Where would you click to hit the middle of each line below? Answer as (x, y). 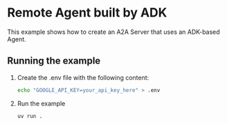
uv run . (30, 116)
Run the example (41, 103)
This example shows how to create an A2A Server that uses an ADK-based (113, 32)
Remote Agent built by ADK (87, 13)
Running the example (54, 61)
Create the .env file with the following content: (83, 77)
